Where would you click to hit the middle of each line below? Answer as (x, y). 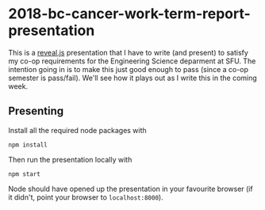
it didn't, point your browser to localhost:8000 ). (86, 197)
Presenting (36, 111)
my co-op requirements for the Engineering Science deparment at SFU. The (132, 61)
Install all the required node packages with (77, 130)
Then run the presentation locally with (70, 159)
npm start (25, 174)
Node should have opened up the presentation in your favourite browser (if (131, 189)
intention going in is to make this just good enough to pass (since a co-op (128, 69)
